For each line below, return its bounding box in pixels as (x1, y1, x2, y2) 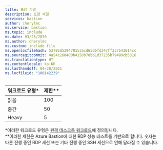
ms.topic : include (5, 30, 42, 35)
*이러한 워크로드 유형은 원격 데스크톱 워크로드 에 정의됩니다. (5, 127, 118, 133)
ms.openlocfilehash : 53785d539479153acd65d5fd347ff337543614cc (5, 48, 137, 53)
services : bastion (5, 16, 42, 21)
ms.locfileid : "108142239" (5, 71, 60, 76)
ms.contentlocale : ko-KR (5, 62, 56, 66)
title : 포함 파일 (5, 7, 37, 12)
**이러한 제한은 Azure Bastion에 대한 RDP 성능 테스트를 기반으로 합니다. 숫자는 (5, 133, 157, 139)
